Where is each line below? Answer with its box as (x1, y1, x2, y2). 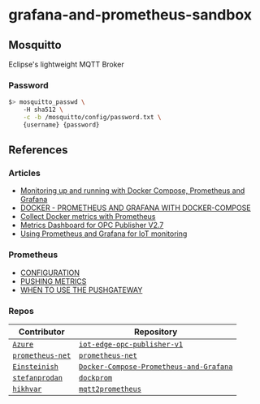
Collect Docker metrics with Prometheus (19, 212, 156, 221)
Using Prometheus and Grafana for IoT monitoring (19, 229, 188, 239)
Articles (8, 168, 41, 179)
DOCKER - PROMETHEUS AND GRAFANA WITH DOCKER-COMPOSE (19, 203, 251, 213)
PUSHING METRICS (19, 276, 87, 286)
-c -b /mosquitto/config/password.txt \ (23, 114, 162, 122)
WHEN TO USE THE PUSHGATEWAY (19, 285, 143, 294)
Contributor (19, 326, 65, 337)
